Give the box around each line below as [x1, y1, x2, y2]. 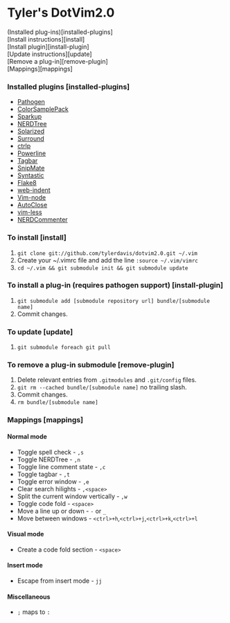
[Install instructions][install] [7, 35, 85, 43]
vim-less [17, 208, 43, 216]
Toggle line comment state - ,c [17, 462, 106, 471]
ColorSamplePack [17, 105, 69, 114]
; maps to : [17, 608, 51, 616]
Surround [17, 134, 45, 143]
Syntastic [17, 171, 44, 179]
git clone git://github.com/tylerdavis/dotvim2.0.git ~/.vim [17, 249, 198, 257]
